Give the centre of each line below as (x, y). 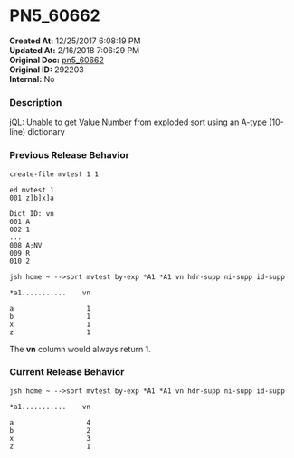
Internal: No (32, 79)
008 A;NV (26, 245)
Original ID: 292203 (47, 70)
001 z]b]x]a (32, 198)
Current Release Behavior (67, 372)
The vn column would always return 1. (80, 349)
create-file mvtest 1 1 (54, 174)
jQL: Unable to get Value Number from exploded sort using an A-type (138, 122)
